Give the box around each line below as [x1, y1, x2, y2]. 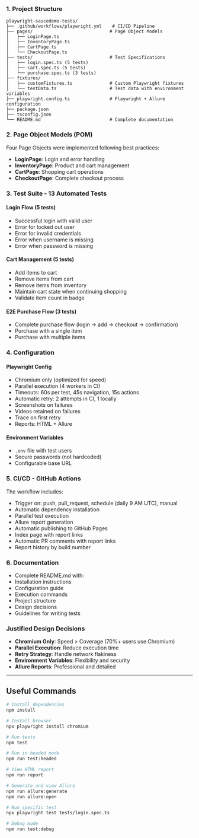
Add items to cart [14, 269, 57, 276]
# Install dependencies [6, 702, 65, 708]
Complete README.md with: [14, 572, 85, 579]
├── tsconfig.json [6, 111, 52, 117]
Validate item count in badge [14, 294, 85, 301]
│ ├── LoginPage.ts [6, 34, 60, 40]
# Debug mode [6, 821, 38, 827]
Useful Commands [6, 686, 76, 696]
